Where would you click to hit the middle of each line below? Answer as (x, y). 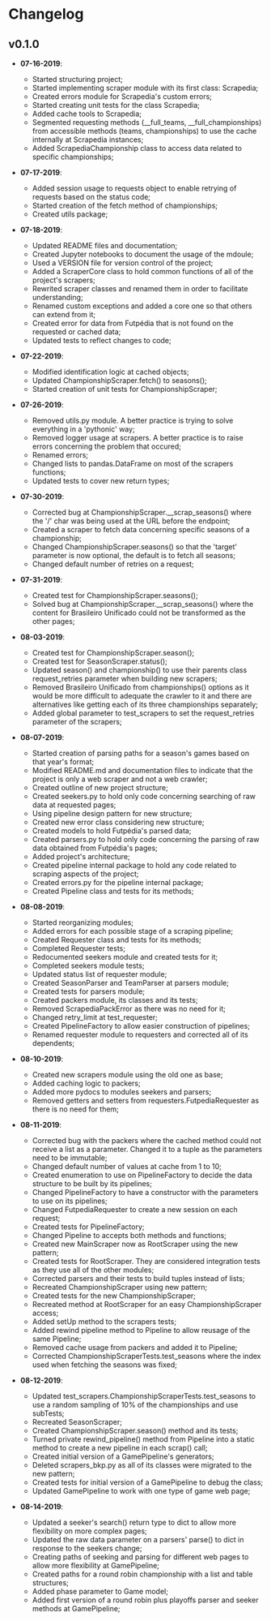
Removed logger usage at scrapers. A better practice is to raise (138, 438)
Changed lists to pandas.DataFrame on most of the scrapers (133, 464)
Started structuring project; (78, 79)
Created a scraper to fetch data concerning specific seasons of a (141, 529)
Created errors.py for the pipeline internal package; (118, 882)
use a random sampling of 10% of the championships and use (135, 1405)
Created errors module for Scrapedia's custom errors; (122, 97)
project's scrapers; (64, 280)
